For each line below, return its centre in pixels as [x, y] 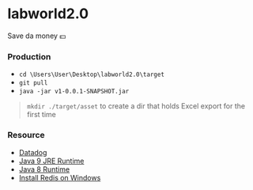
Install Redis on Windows [60, 177]
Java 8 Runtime [44, 169]
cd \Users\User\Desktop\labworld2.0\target [92, 75]
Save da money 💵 [37, 36]
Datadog [33, 152]
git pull [33, 83]
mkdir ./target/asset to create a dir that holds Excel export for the [136, 106]
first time [41, 115]
